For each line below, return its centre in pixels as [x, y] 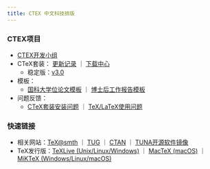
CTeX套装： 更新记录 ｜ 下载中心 [63, 63]
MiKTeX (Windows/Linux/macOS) [64, 159]
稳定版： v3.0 [46, 72]
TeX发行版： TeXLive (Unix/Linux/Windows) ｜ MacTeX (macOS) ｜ [111, 151]
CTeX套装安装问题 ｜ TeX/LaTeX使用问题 [85, 106]
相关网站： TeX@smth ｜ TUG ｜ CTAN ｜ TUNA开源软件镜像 [103, 142]
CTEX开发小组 [37, 55]
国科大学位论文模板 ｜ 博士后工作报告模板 [86, 89]
